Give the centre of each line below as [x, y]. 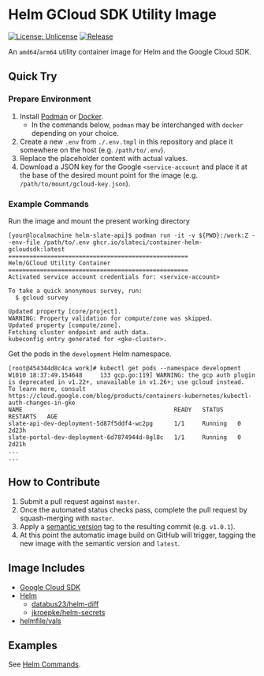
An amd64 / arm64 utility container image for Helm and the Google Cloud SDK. [130, 51]
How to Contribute [54, 482]
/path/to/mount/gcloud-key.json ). [75, 183]
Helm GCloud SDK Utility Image [112, 15]
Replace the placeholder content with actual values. [104, 158]
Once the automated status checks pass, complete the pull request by [134, 509]
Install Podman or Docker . [61, 116]
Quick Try [33, 77]
